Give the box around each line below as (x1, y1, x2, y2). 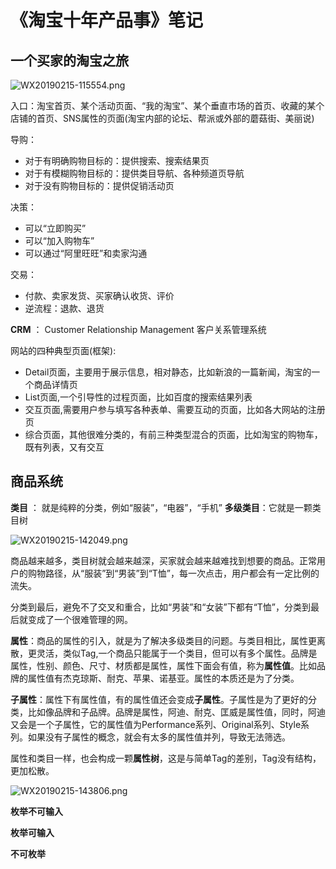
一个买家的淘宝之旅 (10, 52, 129, 69)
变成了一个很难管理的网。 (27, 613, 133, 625)
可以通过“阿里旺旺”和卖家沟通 (24, 247, 148, 259)
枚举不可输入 (10, 805, 63, 817)
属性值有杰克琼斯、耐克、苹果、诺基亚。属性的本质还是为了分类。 (27, 672, 300, 684)
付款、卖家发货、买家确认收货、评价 (24, 290, 175, 301)
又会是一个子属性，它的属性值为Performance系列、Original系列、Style (10, 718, 302, 730)
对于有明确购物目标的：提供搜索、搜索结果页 (24, 155, 210, 166)
